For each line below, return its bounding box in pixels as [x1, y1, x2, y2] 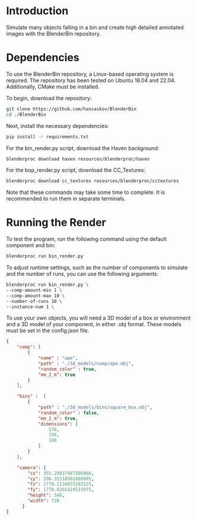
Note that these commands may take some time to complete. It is [6, 189, 165, 196]
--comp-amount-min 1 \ [6, 287, 62, 293]
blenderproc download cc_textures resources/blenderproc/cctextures [6, 178, 179, 184]
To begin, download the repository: [6, 94, 92, 101]
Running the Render [6, 216, 106, 229]
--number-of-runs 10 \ [6, 298, 62, 304]
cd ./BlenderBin [6, 111, 46, 117]
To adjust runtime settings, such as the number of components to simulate [6, 264, 188, 271]
